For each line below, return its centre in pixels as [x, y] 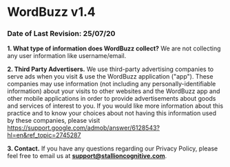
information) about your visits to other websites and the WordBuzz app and [114, 91]
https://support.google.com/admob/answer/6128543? [84, 128]
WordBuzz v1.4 [52, 12]
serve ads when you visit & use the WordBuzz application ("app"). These [110, 77]
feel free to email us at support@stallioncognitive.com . [87, 156]
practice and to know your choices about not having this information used [112, 113]
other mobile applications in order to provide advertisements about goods [112, 99]
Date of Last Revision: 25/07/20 [61, 34]
